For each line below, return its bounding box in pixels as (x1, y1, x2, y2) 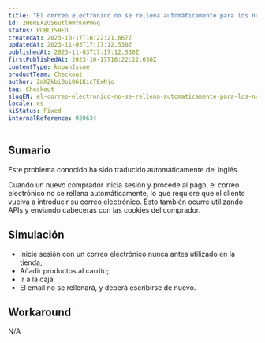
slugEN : (8, 92, 34, 100)
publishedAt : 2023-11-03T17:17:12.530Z (8, 48, 140, 56)
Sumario (8, 144, 51, 157)
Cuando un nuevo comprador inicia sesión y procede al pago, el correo (8, 179, 240, 190)
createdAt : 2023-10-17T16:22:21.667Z (8, 33, 132, 42)
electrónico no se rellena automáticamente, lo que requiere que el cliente (8, 188, 246, 198)
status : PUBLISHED (8, 26, 69, 34)
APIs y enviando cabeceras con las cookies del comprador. (8, 205, 201, 214)
